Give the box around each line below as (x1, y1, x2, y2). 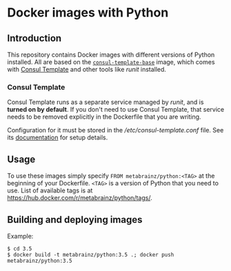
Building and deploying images (7, 214, 143, 225)
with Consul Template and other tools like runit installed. (7, 66, 167, 73)
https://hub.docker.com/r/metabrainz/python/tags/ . (7, 194, 153, 202)
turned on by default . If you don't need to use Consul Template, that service (7, 106, 225, 114)
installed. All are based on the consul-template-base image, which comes (7, 58, 215, 66)
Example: (7, 232, 34, 240)
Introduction (7, 32, 62, 44)
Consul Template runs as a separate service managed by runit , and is (7, 98, 204, 106)
